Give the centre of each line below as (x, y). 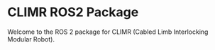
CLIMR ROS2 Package (73, 12)
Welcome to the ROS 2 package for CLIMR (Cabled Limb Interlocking (108, 32)
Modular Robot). (31, 39)
